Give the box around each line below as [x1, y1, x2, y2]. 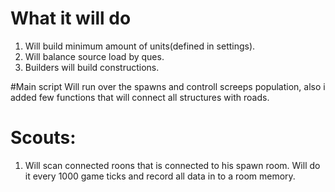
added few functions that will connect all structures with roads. [10, 91, 270, 103]
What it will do [10, 7, 132, 30]
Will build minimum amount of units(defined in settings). [24, 40, 256, 52]
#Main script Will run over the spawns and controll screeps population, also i [10, 80, 326, 92]
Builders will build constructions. [24, 61, 160, 73]
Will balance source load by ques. [24, 50, 165, 62]
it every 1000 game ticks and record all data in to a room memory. [24, 170, 296, 182]
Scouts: [10, 127, 77, 149]
